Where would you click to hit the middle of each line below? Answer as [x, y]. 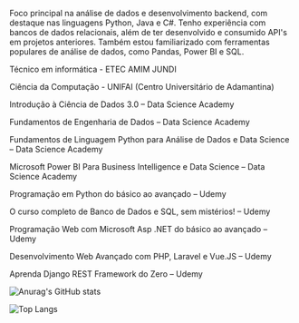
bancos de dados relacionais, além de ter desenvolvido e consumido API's [149, 32]
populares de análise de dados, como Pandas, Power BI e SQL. [127, 52]
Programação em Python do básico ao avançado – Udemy [118, 194]
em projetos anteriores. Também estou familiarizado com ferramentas [140, 42]
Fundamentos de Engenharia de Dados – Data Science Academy [130, 122]
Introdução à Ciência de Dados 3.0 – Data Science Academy [122, 104]
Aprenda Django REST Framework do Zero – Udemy [106, 274]
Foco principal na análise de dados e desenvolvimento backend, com [139, 13]
